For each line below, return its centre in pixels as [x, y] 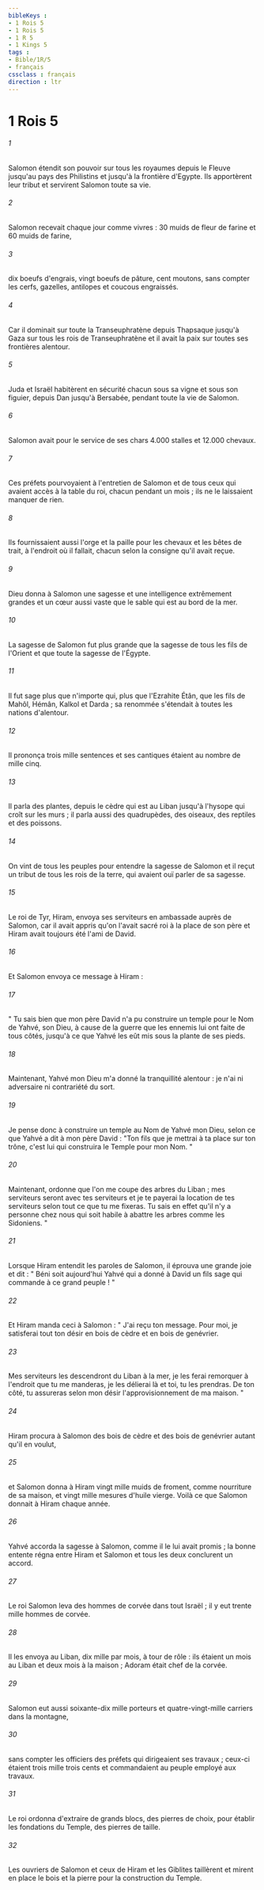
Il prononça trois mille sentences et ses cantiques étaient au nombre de [124, 755]
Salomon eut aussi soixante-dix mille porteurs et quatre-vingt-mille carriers [130, 1708]
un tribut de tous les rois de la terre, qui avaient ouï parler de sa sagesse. [127, 874]
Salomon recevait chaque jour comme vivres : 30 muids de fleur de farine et [132, 227]
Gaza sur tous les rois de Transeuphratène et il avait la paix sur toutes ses [128, 338]
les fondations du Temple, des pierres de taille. [84, 1827]
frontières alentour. [39, 346]
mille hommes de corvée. [49, 1614]
